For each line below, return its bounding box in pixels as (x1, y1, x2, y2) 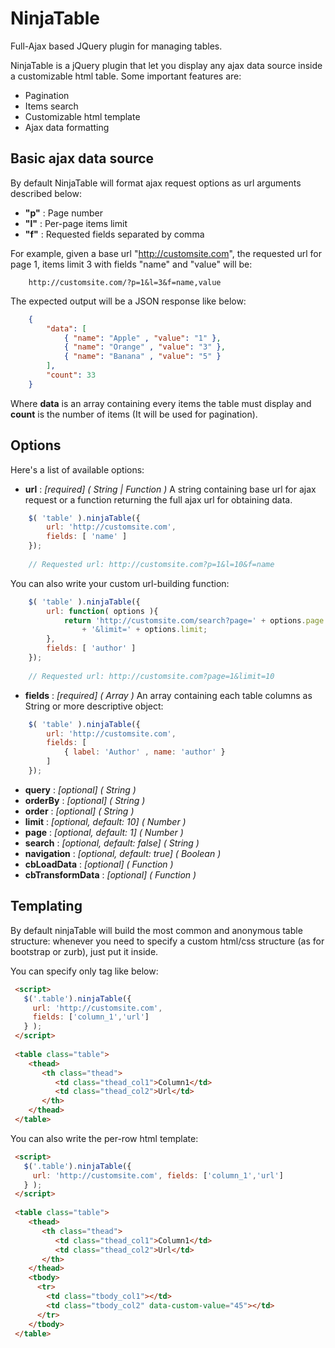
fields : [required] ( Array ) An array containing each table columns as (24, 689, 313, 701)
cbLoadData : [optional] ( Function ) (24, 858, 174, 870)
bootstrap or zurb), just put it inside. (10, 945, 159, 957)
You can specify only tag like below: (10, 965, 159, 977)
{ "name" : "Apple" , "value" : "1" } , (63, 333, 222, 343)
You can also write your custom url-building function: (10, 577, 230, 589)
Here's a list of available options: (10, 463, 145, 476)
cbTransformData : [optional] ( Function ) (24, 868, 197, 881)
